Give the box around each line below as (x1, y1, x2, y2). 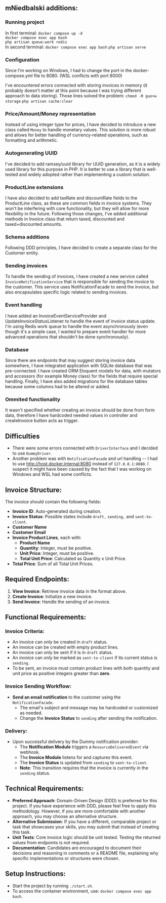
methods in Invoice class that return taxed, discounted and (5, 216, 125, 222)
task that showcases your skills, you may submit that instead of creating (12, 823, 159, 829)
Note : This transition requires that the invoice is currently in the (19, 765, 149, 771)
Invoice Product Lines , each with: (12, 534, 82, 540)
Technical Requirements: (5, 784, 84, 793)
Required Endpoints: (5, 575, 70, 583)
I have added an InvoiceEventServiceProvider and (5, 313, 107, 319)
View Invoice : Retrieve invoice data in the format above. (12, 588, 127, 594)
